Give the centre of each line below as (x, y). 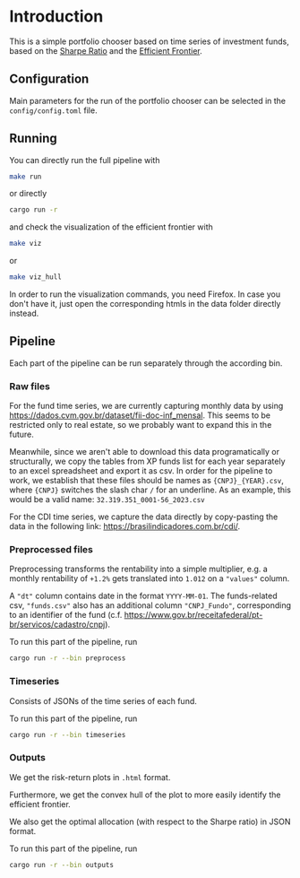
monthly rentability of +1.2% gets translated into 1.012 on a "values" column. (150, 578)
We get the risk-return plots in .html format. (90, 777)
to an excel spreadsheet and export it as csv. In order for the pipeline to (141, 471)
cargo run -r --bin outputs (62, 865)
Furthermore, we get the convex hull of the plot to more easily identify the (145, 795)
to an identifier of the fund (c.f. (66, 615)
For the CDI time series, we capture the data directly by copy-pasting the (144, 517)
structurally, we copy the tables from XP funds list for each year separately (147, 461)
